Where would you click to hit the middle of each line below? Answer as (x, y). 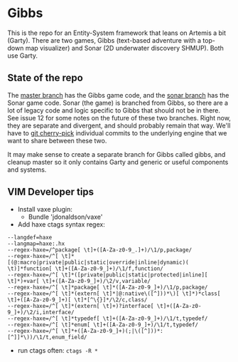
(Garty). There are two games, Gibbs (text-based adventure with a (104, 40)
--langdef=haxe (30, 237)
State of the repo (45, 78)
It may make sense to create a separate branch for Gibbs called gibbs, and (117, 154)
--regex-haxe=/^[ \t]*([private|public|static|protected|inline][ (108, 275)
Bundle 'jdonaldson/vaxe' (65, 217)
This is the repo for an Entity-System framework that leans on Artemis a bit (117, 33)
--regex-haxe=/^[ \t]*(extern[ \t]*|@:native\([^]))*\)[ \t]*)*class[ (114, 294)
